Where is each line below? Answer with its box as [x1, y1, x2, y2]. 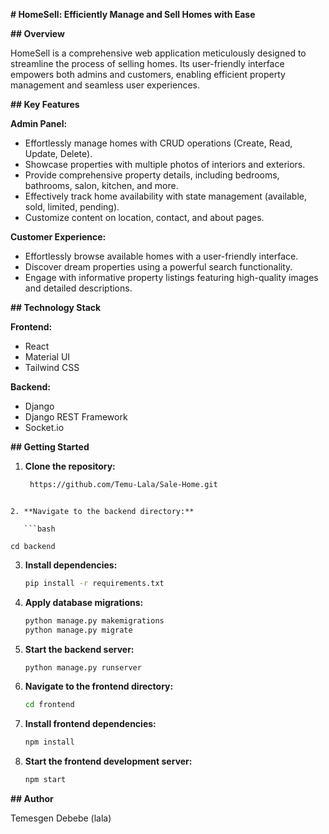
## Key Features [10, 99, 80, 110]
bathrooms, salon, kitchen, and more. [24, 180, 179, 191]
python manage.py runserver [24, 662, 142, 673]
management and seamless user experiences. [10, 79, 201, 91]
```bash [23, 524, 56, 534]
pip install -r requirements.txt [24, 578, 165, 588]
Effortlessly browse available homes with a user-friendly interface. [24, 250, 299, 262]
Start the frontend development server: [24, 755, 193, 768]
